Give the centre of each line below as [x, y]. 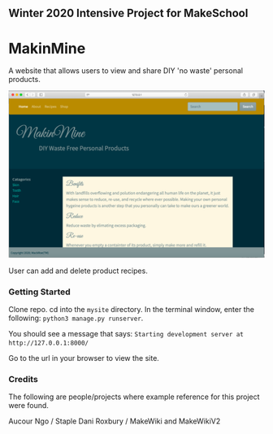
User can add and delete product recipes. [78, 271]
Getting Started [39, 292]
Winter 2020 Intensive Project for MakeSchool [128, 13]
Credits [23, 379]
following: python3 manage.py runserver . [76, 318]
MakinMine [47, 48]
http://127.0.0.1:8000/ [49, 343]
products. [24, 80]
